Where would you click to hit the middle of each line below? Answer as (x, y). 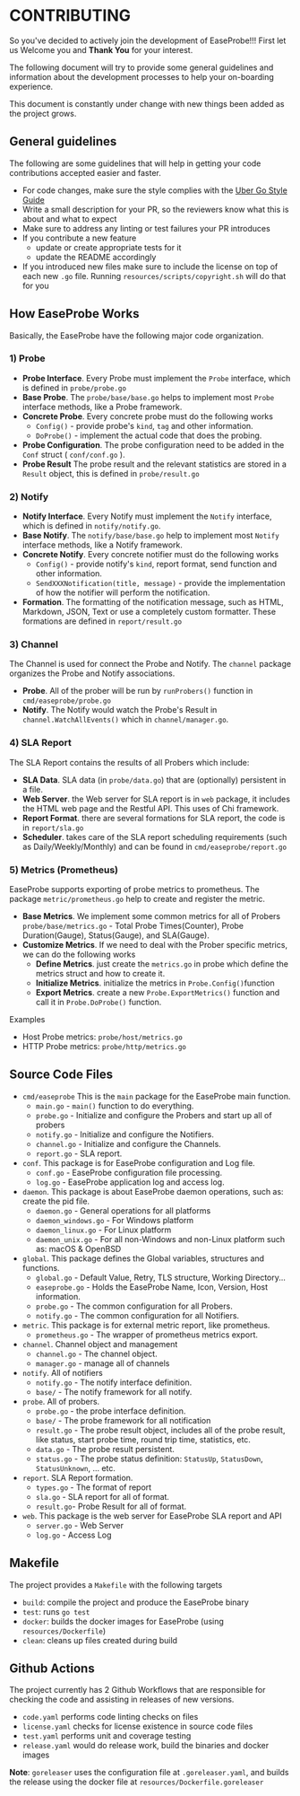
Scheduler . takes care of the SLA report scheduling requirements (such (154, 837)
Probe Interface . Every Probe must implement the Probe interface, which (156, 378)
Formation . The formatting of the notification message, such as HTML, (153, 602)
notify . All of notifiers (62, 1372)
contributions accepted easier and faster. (85, 172)
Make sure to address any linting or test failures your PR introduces (146, 228)
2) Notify (29, 496)
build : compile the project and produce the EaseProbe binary (135, 1602)
